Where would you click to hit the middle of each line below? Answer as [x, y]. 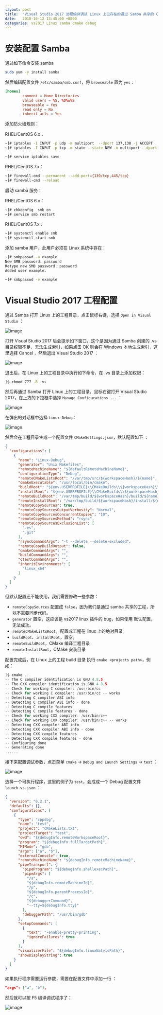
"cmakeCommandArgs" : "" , [43, 551]
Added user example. [26, 270]
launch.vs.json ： [23, 788]
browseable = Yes [40, 105]
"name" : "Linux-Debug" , [42, 460]
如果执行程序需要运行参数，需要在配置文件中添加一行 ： [61, 979]
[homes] [13, 91]
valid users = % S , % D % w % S [49, 100]
